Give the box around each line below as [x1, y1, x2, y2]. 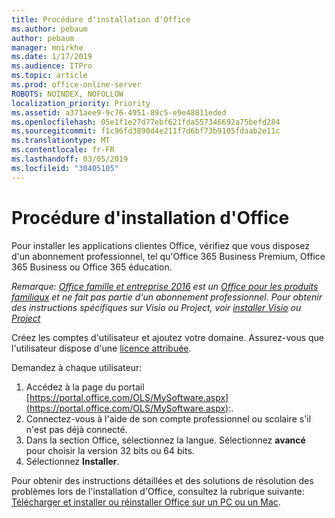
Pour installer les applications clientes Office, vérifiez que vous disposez [11, 239, 310, 251]
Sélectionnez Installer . [25, 455, 120, 467]
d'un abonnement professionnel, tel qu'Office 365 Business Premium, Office [11, 250, 326, 262]
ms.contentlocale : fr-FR [11, 145, 115, 155]
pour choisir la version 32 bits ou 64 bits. [25, 444, 195, 456]
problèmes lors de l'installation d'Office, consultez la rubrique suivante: [11, 485, 305, 497]
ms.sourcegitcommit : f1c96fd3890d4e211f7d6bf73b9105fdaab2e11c [11, 126, 281, 136]
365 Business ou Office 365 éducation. [11, 261, 173, 273]
